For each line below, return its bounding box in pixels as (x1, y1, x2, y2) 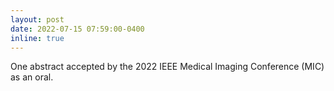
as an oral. (10, 71, 54, 83)
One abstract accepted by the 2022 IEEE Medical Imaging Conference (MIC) (10, 61, 325, 73)
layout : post (10, 14, 65, 25)
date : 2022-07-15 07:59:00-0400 (10, 24, 145, 34)
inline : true (10, 33, 65, 43)
